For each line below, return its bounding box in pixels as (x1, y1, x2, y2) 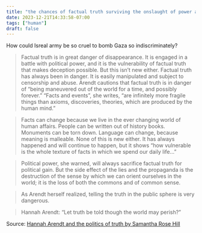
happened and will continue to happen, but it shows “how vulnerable (20, 142, 191, 149)
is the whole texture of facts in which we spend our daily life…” (20, 148, 177, 156)
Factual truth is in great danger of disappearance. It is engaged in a (20, 53, 188, 61)
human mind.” (20, 104, 56, 112)
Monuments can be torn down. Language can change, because (20, 129, 179, 136)
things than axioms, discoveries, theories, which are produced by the (20, 98, 192, 106)
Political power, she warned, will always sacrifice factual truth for (20, 160, 182, 167)
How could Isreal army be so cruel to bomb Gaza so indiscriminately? (6, 42, 178, 49)
